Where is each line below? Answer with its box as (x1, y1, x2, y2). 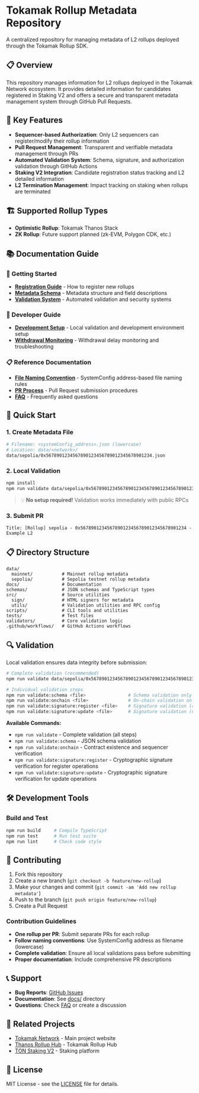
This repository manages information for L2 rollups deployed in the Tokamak (6, 78, 192, 86)
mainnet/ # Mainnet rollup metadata (11, 571, 129, 577)
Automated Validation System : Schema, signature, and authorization (14, 156, 185, 164)
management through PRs (14, 150, 79, 157)
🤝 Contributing (6, 855, 62, 865)
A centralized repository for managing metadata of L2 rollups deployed (6, 36, 179, 43)
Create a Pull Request (14, 902, 68, 910)
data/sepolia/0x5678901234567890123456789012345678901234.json (6, 453, 166, 458)
